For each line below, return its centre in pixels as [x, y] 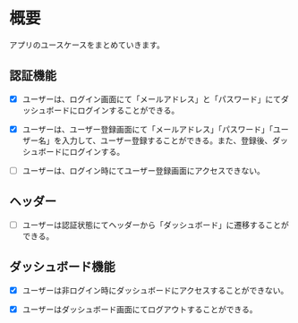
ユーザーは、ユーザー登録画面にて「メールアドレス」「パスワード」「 [148, 129]
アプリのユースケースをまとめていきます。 [87, 45]
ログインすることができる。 [128, 110]
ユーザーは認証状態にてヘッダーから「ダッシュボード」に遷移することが [155, 225]
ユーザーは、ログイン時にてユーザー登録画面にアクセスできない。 [144, 170]
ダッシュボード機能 [62, 267]
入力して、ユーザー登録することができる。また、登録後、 [167, 140]
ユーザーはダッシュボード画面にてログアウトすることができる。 [140, 309]
